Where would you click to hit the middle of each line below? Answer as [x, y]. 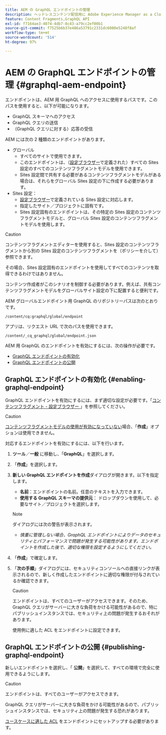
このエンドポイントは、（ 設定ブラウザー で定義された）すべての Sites [89, 162]
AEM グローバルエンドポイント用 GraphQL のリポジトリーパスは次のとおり [82, 301]
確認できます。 [36, 581]
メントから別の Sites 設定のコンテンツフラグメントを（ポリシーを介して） [85, 251]
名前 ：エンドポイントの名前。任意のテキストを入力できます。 [82, 491]
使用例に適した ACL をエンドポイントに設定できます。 [67, 630]
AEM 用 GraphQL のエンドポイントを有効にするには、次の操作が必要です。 [82, 345]
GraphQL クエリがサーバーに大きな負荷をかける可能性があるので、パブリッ [82, 705]
